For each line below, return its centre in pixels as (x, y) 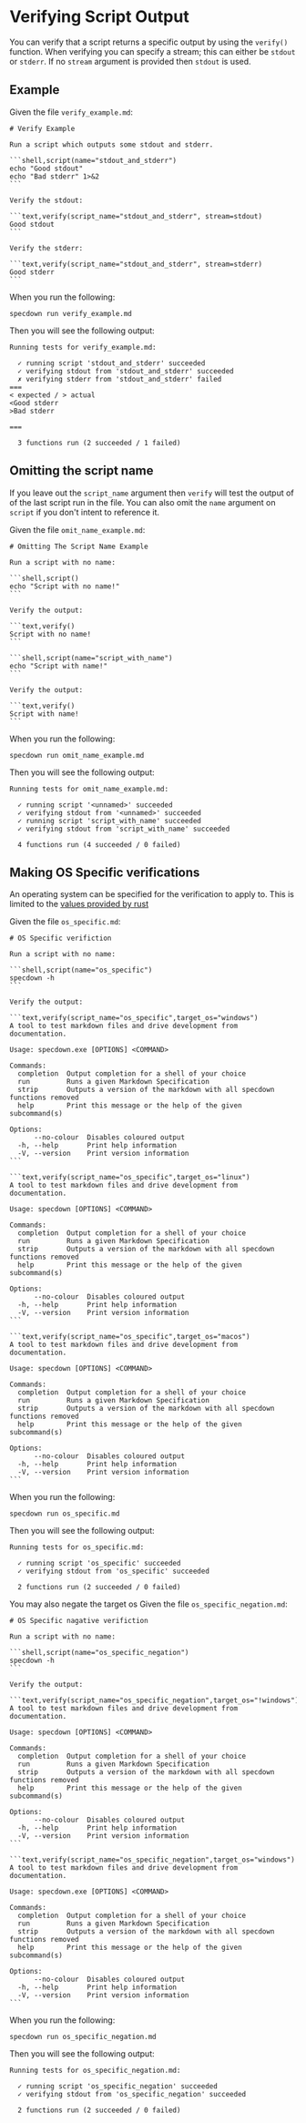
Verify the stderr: (46, 248)
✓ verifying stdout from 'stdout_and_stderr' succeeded (126, 371)
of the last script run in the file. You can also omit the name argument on (143, 502)
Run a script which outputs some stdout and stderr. (112, 144)
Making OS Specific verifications (105, 872)
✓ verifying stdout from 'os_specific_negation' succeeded (132, 2095)
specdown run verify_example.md (71, 313)
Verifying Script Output (99, 17)
